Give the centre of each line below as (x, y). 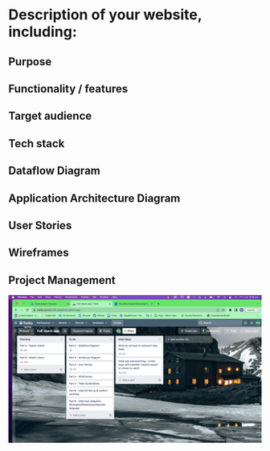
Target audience (50, 116)
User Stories (40, 225)
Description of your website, (105, 15)
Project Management (62, 280)
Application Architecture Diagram (94, 198)
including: (43, 32)
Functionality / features (68, 89)
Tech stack (37, 143)
